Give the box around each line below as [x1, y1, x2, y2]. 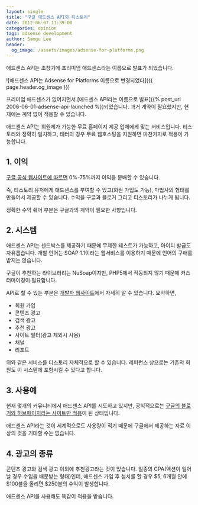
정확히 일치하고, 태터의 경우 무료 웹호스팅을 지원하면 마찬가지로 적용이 [21, 130, 183, 137]
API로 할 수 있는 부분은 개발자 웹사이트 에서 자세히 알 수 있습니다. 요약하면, [6, 290, 177, 297]
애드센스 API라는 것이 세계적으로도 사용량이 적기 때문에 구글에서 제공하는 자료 [6, 422, 185, 429]
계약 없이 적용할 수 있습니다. [21, 110, 87, 117]
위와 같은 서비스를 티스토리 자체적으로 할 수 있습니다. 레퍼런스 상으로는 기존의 [6, 359, 184, 366]
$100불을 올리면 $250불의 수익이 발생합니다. [6, 480, 110, 487]
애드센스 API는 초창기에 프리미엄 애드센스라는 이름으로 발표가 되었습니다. [6, 64, 174, 71]
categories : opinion [6, 25, 57, 31]
